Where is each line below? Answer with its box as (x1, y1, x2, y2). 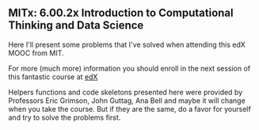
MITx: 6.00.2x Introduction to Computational (8, 6, 234, 20)
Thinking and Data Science (8, 19, 144, 32)
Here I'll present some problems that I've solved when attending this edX (8, 40, 246, 49)
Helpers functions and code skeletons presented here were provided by (8, 87, 243, 97)
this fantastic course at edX (8, 71, 98, 82)
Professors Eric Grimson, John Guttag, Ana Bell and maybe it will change (8, 95, 246, 105)
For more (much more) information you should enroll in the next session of (8, 63, 251, 73)
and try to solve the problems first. (8, 113, 121, 122)
